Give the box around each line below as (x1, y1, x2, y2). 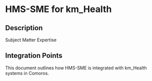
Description (5, 24, 43, 32)
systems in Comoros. (5, 70, 49, 76)
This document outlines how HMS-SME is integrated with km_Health (5, 64, 147, 71)
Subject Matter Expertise (5, 37, 57, 43)
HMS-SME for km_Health (5, 4, 112, 15)
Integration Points (5, 51, 63, 60)
